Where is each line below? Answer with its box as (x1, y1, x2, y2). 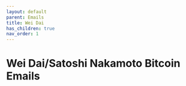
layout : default (6, 8, 47, 15)
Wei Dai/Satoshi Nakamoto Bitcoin (6, 57, 181, 70)
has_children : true (6, 25, 55, 32)
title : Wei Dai (6, 20, 44, 26)
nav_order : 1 (6, 31, 39, 37)
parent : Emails (6, 14, 44, 20)
